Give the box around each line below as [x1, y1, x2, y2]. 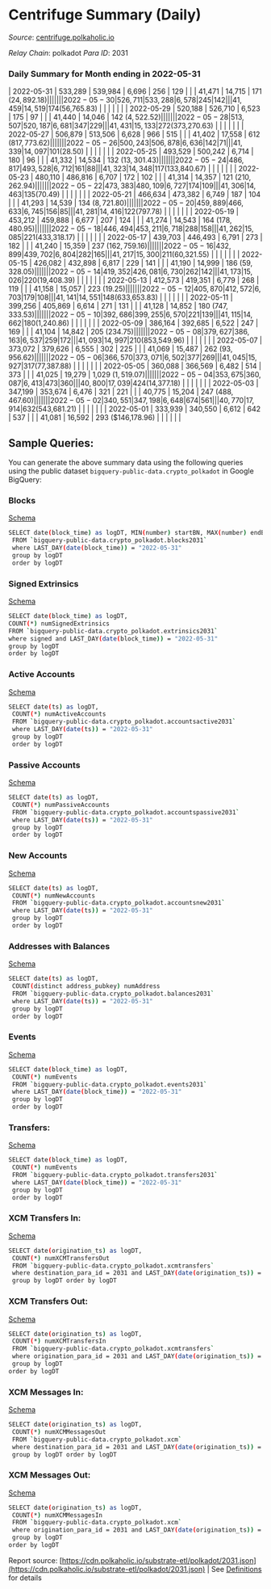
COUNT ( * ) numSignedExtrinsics [8, 620, 110, 628]
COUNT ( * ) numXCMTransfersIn [11, 1337, 106, 1346]
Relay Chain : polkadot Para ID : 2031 [8, 48, 129, 57]
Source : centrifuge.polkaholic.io [8, 32, 115, 42]
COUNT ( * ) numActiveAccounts [11, 710, 106, 718]
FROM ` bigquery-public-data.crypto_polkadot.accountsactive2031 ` [11, 717, 236, 726]
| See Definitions [206, 1564, 262, 1574]
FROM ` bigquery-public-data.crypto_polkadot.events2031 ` [11, 1080, 207, 1088]
